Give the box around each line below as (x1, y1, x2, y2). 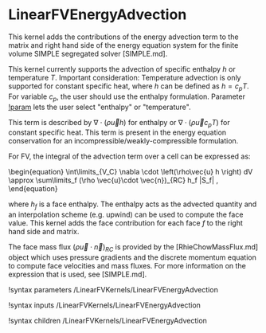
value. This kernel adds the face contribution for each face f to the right (8, 218, 243, 228)
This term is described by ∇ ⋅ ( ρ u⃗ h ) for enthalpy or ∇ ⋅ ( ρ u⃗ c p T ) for (8, 117, 230, 129)
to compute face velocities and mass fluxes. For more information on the (8, 261, 247, 270)
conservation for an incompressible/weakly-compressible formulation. (8, 136, 239, 146)
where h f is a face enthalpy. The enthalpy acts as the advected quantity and (8, 199, 257, 211)
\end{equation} (8, 184, 58, 194)
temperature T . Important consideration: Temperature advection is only (8, 72, 241, 82)
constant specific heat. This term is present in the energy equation (8, 127, 227, 137)
